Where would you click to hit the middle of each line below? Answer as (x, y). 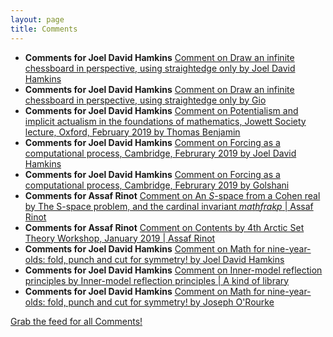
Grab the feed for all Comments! (76, 321)
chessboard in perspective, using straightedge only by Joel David (160, 68)
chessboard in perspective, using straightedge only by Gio (145, 100)
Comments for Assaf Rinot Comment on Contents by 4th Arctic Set (164, 227)
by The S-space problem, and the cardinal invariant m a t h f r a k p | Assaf (169, 206)
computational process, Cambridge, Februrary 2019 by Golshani (157, 185)
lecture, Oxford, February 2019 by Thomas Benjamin (132, 132)
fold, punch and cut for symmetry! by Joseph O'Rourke (161, 302)
